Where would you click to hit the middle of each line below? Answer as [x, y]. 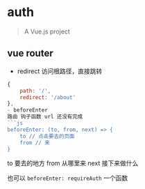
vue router [30, 53]
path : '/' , [35, 91]
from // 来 [35, 143]
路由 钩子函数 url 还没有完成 [45, 117]
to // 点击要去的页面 [47, 136]
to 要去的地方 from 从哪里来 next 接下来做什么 [73, 163]
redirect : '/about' [48, 97]
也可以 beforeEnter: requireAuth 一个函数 [68, 178]
